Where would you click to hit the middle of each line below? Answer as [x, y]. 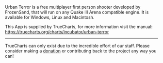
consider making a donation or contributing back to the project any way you [81, 51]
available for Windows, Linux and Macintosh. [50, 17]
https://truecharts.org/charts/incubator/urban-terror [57, 32]
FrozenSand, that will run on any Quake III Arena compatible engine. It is [77, 12]
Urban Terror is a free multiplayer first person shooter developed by [73, 7]
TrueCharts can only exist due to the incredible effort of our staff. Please [77, 46]
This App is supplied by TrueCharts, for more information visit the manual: [79, 27]
